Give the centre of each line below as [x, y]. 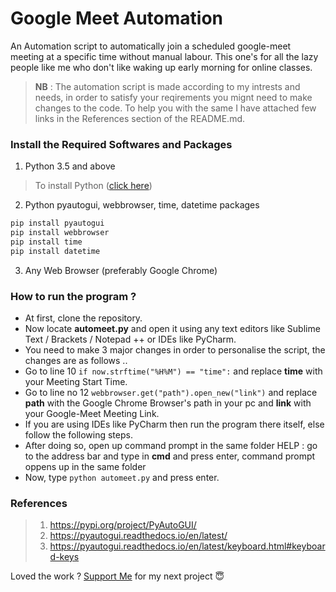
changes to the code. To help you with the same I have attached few [175, 108]
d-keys [64, 557]
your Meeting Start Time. [76, 382]
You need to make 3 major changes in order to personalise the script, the [175, 350]
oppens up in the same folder [85, 467]
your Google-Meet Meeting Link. [92, 414]
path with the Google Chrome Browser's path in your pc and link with [168, 403]
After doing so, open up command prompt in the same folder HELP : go [171, 446]
